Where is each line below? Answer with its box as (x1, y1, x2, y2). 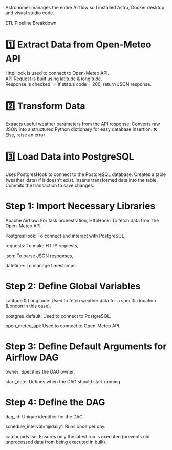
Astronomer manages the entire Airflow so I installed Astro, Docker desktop (5, 5, 165, 10)
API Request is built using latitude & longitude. (5, 75, 102, 82)
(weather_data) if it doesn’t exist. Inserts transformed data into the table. (5, 177, 158, 183)
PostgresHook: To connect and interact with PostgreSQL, (5, 232, 126, 239)
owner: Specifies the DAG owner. (5, 368, 75, 375)
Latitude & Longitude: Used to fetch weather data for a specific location (5, 297, 156, 303)
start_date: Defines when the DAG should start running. (5, 378, 122, 384)
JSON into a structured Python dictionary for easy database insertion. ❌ (5, 126, 157, 132)
